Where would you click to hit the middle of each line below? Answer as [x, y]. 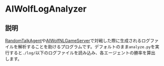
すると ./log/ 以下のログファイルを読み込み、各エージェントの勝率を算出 [82, 53]
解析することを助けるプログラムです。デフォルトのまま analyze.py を [86, 47]
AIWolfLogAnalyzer [46, 9]
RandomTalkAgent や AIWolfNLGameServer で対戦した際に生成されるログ [78, 41]
